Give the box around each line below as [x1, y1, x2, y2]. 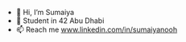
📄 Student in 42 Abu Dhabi [15, 16, 105, 25]
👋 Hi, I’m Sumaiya [15, 8, 75, 17]
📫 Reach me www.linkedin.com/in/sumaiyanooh [15, 25, 178, 34]
